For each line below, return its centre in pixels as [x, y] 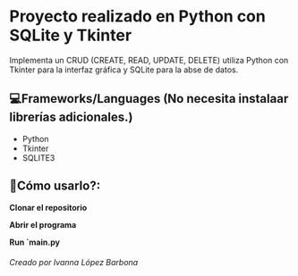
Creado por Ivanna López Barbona [74, 263]
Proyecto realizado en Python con [137, 17]
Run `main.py [35, 242]
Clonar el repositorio [48, 207]
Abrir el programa [43, 224]
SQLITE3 [38, 157]
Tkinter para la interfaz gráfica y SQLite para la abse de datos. [124, 70]
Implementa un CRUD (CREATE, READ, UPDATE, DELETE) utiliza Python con [149, 60]
